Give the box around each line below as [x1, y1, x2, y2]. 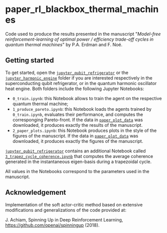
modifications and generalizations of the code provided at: [5, 207, 127, 213]
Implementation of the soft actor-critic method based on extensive [5, 201, 143, 207]
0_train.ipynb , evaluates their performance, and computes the [12, 111, 143, 117]
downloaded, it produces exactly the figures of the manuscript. [12, 138, 143, 144]
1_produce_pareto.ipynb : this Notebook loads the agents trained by [12, 106, 152, 112]
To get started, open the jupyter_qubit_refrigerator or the [5, 69, 129, 75]
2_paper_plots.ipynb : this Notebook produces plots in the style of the [12, 127, 157, 133]
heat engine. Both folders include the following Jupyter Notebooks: [5, 86, 144, 92]
